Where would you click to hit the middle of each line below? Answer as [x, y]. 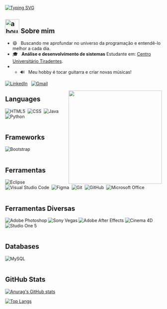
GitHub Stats [25, 279]
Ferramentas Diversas [40, 208]
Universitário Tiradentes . [38, 61]
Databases [22, 247]
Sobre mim [38, 31]
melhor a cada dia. [31, 48]
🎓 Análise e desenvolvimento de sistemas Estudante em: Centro [82, 54]
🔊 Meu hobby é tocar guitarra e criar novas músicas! [76, 72]
